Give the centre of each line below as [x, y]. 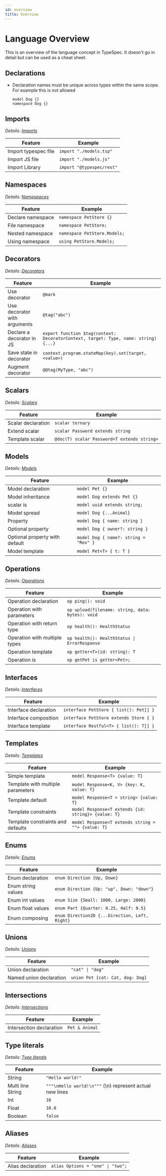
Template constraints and [37, 822]
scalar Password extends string [93, 431]
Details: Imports [21, 131]
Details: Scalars [21, 402]
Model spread [24, 513]
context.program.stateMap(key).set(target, [95, 353]
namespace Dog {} [30, 104]
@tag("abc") [57, 315]
